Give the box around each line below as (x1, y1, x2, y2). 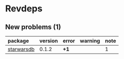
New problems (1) (5, 23, 61, 31)
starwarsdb (8, 46, 35, 53)
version (39, 38, 58, 44)
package (8, 38, 29, 44)
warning (80, 38, 100, 44)
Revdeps (5, 3, 43, 14)
